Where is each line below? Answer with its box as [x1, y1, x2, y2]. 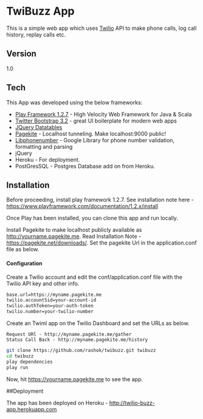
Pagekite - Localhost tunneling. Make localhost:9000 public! [15, 130, 166, 137]
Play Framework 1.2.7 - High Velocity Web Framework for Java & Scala [15, 110, 192, 118]
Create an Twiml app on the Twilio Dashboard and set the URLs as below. [6, 320, 190, 327]
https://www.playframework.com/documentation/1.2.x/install [6, 202, 159, 210]
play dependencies [6, 359, 53, 365]
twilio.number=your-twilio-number [6, 309, 94, 315]
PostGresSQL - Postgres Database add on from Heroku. [15, 162, 156, 170]
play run [6, 364, 29, 370]
